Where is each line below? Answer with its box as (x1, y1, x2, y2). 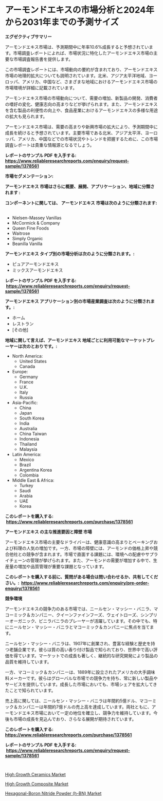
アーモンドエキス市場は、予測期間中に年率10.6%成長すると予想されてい (5, 44, 149, 50)
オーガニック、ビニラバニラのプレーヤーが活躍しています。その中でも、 (9, 618, 153, 624)
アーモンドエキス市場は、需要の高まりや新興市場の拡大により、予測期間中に (5, 124, 158, 130)
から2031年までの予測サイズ (5, 17, 119, 28)
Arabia (19, 493, 33, 498)
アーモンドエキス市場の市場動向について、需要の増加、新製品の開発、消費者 (5, 95, 158, 101)
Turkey (19, 482, 34, 488)
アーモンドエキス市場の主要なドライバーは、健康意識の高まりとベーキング (5, 539, 154, 545)
